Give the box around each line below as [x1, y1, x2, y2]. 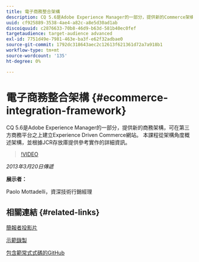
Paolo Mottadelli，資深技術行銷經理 [6, 188, 92, 196]
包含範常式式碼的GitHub [6, 250, 65, 257]
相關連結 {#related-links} [6, 207, 100, 217]
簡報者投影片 [6, 224, 37, 231]
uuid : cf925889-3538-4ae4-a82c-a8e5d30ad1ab [6, 20, 118, 25]
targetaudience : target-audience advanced [6, 31, 113, 37]
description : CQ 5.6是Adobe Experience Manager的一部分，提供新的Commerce [6, 14, 186, 20]
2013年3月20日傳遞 [6, 163, 54, 170]
